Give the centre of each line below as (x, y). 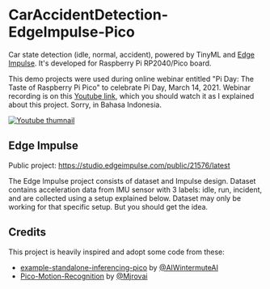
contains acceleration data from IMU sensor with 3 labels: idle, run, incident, (135, 189)
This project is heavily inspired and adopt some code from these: (116, 252)
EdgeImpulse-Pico (72, 32)
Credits (27, 232)
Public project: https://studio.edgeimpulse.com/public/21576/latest (119, 165)
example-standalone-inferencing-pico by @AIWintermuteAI (119, 267)
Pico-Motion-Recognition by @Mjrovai (84, 276)
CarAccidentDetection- (88, 15)
